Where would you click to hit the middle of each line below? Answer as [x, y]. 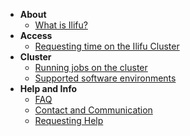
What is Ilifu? [61, 25]
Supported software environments [105, 78]
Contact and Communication [93, 110]
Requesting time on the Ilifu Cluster [107, 46]
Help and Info [48, 88]
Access [36, 35]
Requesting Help [69, 120]
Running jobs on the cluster [91, 67]
